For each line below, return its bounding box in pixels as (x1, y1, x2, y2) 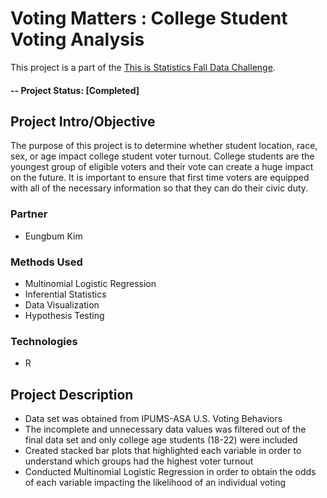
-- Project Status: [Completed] (10, 84, 140, 96)
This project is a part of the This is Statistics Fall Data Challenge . (10, 61, 276, 73)
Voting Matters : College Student (10, 7, 288, 30)
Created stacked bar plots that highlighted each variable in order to (24, 445, 302, 457)
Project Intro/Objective (10, 113, 156, 130)
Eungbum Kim (24, 230, 83, 242)
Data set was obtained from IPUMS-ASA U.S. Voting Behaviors (24, 413, 283, 425)
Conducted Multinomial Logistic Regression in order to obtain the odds (24, 466, 317, 478)
